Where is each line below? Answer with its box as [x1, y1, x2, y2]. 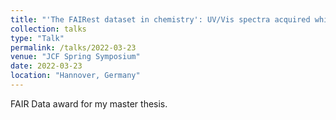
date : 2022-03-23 [10, 61, 83, 71]
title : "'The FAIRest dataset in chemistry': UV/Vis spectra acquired [10, 14, 311, 25]
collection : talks [10, 24, 87, 34]
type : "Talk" [10, 33, 65, 43]
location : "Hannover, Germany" [10, 71, 141, 81]
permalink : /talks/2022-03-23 [10, 42, 137, 53]
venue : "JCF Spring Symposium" [10, 52, 141, 62]
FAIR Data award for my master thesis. [10, 97, 168, 110]
